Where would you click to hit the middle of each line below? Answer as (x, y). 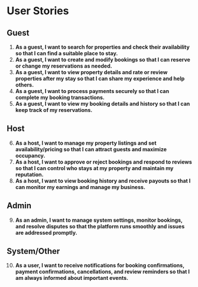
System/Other (33, 251)
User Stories (38, 11)
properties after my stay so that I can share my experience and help (100, 79)
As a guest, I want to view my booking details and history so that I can (103, 104)
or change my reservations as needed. (64, 66)
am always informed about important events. (72, 278)
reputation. (29, 174)
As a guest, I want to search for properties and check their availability (102, 47)
